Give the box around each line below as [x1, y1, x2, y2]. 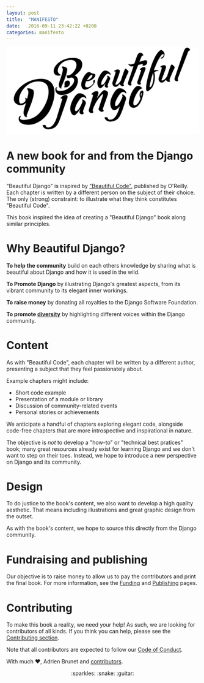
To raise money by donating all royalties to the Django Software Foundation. [6, 298, 199, 306]
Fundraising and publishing [6, 553, 148, 567]
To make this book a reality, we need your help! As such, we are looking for [6, 621, 195, 628]
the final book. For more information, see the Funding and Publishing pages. [6, 579, 197, 587]
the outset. [6, 513, 34, 520]
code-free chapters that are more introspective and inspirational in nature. [6, 426, 193, 434]
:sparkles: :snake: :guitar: [71, 670, 134, 677]
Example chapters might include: [6, 377, 89, 384]
